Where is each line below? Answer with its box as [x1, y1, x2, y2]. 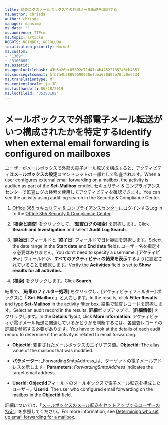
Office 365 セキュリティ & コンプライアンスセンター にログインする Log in [12, 205, 162, 211]
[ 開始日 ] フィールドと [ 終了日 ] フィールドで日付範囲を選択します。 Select [12, 237, 162, 243]
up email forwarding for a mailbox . [5, 414, 76, 420]
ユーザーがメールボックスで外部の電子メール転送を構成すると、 [5, 165, 136, 171]
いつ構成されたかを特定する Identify [5, 126, 152, 138]
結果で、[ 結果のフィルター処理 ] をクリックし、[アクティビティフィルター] [5, 288, 156, 295]
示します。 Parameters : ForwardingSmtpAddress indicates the [25, 364, 153, 370]
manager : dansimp [5, 21, 41, 26]
